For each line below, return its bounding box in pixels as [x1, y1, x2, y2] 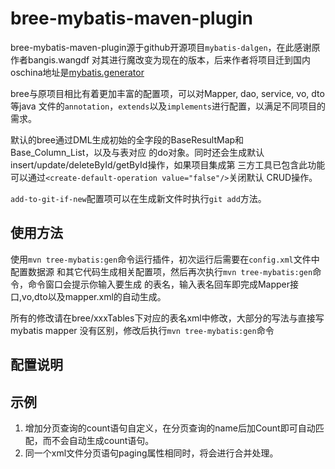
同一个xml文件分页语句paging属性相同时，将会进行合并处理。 [24, 447, 279, 459]
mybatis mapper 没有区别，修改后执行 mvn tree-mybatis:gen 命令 [10, 324, 275, 336]
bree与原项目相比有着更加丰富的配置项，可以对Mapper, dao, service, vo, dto [10, 87, 325, 99]
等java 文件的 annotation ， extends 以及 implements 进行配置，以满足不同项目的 [10, 100, 326, 112]
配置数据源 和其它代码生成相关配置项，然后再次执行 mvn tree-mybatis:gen [10, 265, 313, 277]
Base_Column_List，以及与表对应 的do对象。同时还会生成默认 [10, 146, 265, 158]
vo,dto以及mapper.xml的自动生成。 [21, 290, 167, 302]
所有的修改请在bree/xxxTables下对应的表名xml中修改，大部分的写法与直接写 [10, 312, 325, 324]
